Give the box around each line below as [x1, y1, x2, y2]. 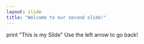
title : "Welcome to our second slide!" [6, 14, 107, 20]
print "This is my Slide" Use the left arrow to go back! [6, 31, 139, 38]
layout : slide [6, 8, 42, 15]
